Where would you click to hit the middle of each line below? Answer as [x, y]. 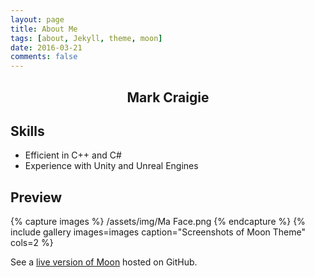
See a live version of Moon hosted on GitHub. [104, 262]
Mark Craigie [168, 97]
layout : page [37, 19]
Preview [36, 197]
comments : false [44, 57]
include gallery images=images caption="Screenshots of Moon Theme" [158, 232]
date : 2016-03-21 [46, 47]
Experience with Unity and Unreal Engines [111, 166]
